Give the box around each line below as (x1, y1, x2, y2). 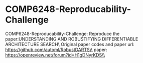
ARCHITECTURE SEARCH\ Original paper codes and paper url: (5, 41, 134, 47)
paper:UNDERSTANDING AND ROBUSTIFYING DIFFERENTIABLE (5, 36, 138, 42)
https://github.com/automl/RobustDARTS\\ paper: (5, 46, 107, 52)
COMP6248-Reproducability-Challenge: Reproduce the (5, 30, 120, 36)
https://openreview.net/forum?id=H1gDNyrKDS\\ (5, 51, 105, 58)
